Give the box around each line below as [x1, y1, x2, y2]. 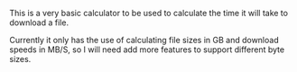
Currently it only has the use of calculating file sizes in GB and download [9, 35, 279, 45]
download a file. [9, 17, 70, 28]
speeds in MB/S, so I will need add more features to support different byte [9, 44, 285, 55]
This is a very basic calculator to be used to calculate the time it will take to [9, 8, 289, 18]
